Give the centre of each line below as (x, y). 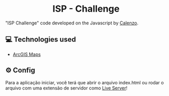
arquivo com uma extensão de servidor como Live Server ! (67, 88)
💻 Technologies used (41, 39)
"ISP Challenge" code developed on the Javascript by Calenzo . (72, 23)
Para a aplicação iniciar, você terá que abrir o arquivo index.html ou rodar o (84, 82)
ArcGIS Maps (27, 54)
